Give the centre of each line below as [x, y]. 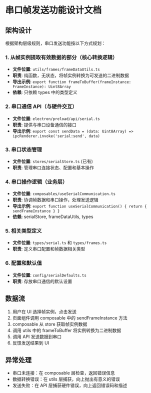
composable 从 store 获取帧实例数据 [50, 324]
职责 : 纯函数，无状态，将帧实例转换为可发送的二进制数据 [70, 75]
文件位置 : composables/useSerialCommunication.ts [64, 193]
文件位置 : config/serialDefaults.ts [49, 275]
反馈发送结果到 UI [30, 342]
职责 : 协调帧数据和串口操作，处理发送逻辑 [55, 200]
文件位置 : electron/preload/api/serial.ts [56, 118]
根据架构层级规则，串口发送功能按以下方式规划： [55, 43]
